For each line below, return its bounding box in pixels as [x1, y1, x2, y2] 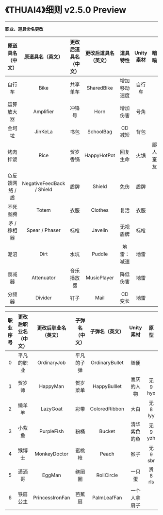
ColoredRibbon [90, 405, 125, 412]
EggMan [42, 472, 62, 478]
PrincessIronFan [33, 494, 70, 501]
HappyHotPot [84, 152, 115, 159]
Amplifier [33, 108, 54, 115]
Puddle [92, 250, 108, 257]
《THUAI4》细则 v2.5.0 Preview [5, 4, 127, 16]
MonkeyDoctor [34, 450, 69, 457]
